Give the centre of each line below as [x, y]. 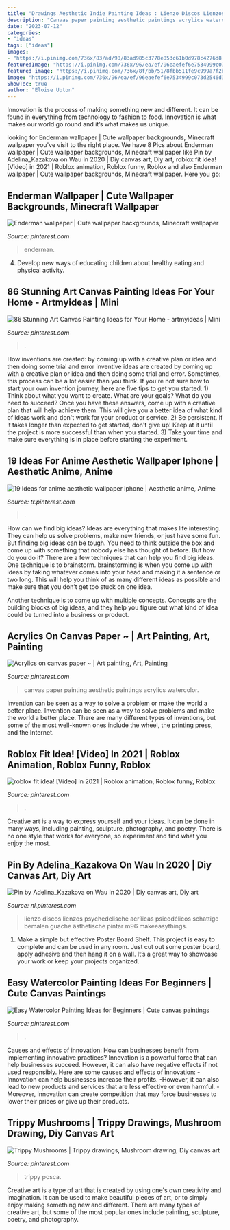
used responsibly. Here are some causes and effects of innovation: [102, 1072]
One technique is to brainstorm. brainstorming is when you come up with [110, 565]
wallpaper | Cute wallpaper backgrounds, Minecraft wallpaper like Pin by [110, 153]
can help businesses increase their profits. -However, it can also [129, 1079]
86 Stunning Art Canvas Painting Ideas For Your [111, 292]
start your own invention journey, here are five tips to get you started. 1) [108, 388]
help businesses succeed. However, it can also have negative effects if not [112, 1064]
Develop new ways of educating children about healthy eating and [110, 262]
